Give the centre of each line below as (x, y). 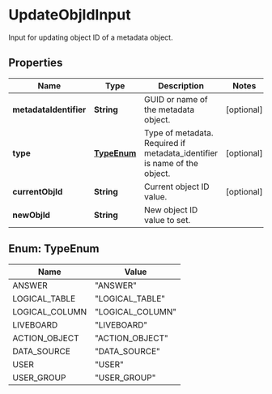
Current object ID (177, 186)
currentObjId (38, 191)
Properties (36, 63)
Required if (165, 143)
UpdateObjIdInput (70, 15)
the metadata (170, 109)
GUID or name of (176, 99)
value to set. (168, 220)
